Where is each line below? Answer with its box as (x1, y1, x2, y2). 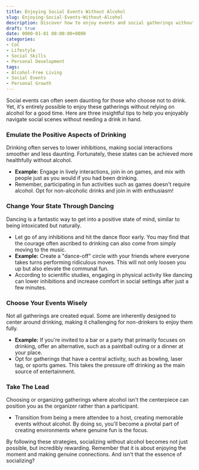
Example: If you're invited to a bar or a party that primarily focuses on (14, 336, 185, 343)
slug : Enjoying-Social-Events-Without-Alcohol (6, 14, 123, 20)
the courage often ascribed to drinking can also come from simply (14, 239, 176, 247)
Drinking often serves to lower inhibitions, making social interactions (6, 144, 173, 152)
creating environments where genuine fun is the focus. (14, 427, 149, 434)
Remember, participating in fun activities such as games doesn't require (14, 181, 191, 188)
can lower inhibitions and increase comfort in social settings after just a (14, 277, 189, 285)
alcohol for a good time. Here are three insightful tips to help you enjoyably (6, 109, 188, 116)
